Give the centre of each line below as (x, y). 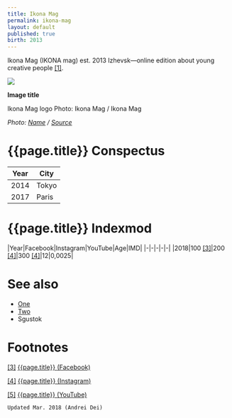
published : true (31, 34)
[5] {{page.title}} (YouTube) (47, 395)
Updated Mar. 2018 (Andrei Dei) (55, 407)
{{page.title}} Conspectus (86, 151)
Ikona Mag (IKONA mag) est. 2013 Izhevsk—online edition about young (111, 60)
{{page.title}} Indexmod (80, 228)
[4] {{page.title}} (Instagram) (49, 380)
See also (33, 284)
